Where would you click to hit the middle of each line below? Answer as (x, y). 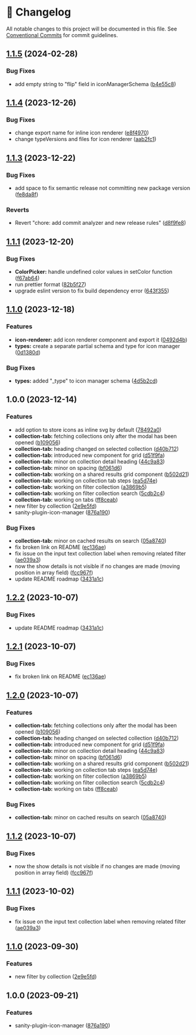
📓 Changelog (39, 12)
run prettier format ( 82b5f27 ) (50, 284)
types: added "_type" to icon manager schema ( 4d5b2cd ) (86, 381)
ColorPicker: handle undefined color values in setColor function (94, 271)
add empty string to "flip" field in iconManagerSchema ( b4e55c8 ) (95, 84)
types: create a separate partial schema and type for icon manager (97, 346)
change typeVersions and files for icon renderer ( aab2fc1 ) (85, 139)
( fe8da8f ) (27, 194)
